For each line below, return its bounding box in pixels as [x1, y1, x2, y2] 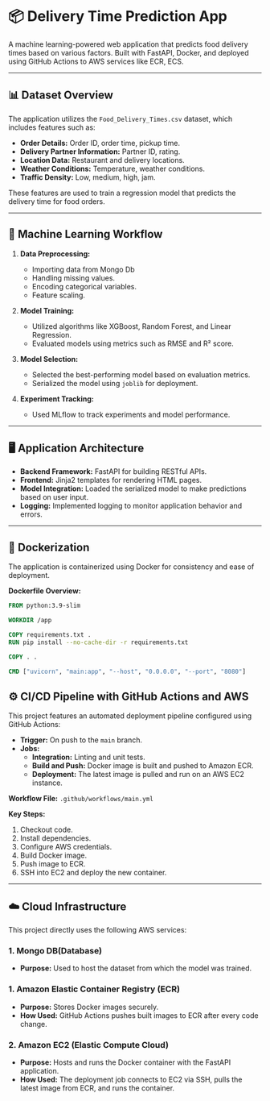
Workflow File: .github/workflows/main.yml [8, 794, 154, 804]
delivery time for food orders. [8, 196, 106, 206]
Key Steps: [8, 809, 46, 819]
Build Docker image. [19, 850, 88, 860]
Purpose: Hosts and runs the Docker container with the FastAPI [19, 1057, 231, 1067]
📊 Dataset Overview [8, 89, 114, 102]
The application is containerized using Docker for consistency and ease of [8, 562, 255, 571]
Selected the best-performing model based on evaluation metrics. [31, 369, 251, 380]
